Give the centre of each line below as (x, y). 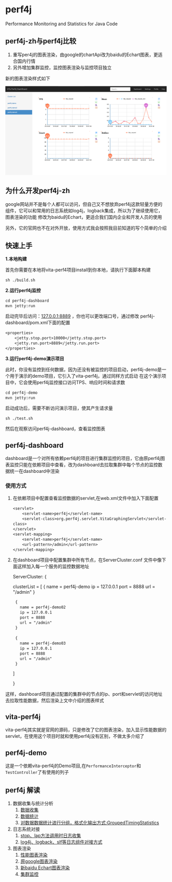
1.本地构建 (16, 259)
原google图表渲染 (39, 861)
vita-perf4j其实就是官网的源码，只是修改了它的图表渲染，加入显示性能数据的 (86, 730)
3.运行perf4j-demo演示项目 (35, 359)
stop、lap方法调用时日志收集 (51, 836)
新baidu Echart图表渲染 (45, 868)
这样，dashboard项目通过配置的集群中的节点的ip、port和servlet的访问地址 (84, 694)
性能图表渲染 (34, 855)
